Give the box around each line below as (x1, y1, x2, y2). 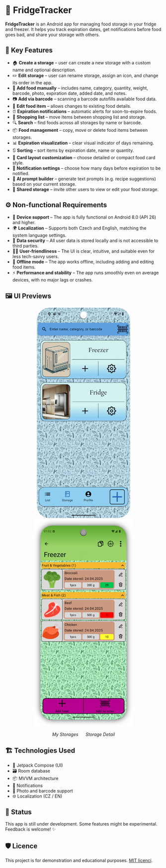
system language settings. (12, 232, 67, 238)
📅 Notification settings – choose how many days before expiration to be (12, 165, 161, 171)
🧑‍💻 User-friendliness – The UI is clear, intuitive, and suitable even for (12, 248, 155, 254)
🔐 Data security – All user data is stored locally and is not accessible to (12, 237, 159, 244)
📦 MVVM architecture (12, 775, 59, 781)
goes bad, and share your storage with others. (5, 31, 100, 37)
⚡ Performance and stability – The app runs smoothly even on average (12, 270, 159, 276)
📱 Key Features (5, 46, 53, 54)
